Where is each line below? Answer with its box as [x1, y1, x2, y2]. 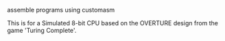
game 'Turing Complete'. [7, 27, 77, 34]
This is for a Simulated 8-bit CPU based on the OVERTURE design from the [7, 19, 218, 27]
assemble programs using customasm [7, 6, 115, 14]
